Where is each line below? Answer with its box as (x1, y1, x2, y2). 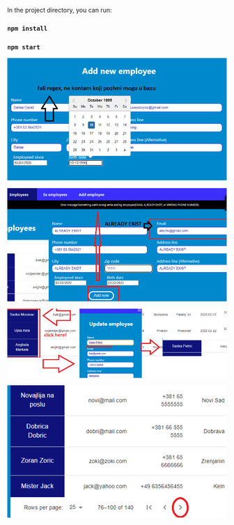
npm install (7, 24, 48, 32)
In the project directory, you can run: (7, 6, 112, 14)
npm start (7, 43, 40, 51)
